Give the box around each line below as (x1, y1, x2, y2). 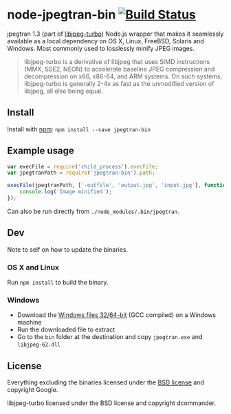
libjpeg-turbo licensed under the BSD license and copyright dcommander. (7, 399, 217, 407)
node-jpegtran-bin (7, 7, 116, 23)
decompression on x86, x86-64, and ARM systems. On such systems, (23, 72, 222, 80)
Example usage (7, 145, 74, 157)
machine (16, 318, 43, 327)
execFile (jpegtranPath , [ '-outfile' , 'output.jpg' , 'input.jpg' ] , (7, 182, 201, 189)
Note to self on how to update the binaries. (7, 245, 129, 254)
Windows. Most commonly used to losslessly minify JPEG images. (7, 44, 195, 52)
